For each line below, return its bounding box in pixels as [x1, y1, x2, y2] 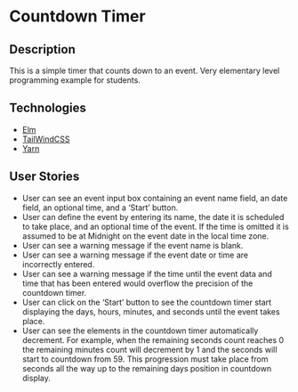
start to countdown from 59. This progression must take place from [21, 354, 269, 364]
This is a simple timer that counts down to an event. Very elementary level [9, 65, 280, 76]
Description [9, 42, 76, 57]
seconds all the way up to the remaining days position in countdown [21, 363, 272, 373]
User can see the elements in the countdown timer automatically [21, 325, 259, 336]
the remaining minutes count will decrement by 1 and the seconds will [21, 344, 278, 355]
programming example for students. [9, 75, 141, 86]
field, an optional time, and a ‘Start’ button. [21, 202, 179, 213]
